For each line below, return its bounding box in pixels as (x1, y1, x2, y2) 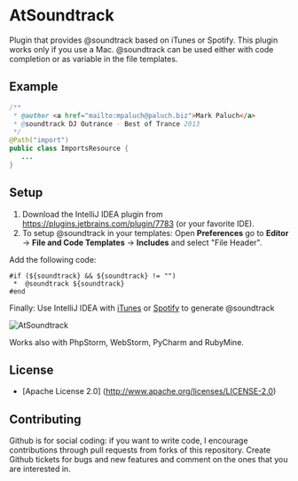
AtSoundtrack (9, 5, 115, 26)
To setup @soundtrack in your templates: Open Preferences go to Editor (21, 227, 289, 238)
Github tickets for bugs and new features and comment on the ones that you (9, 454, 288, 465)
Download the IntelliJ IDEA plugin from (21, 209, 163, 219)
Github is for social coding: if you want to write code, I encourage (9, 436, 248, 446)
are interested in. (9, 463, 71, 475)
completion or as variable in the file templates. (9, 53, 178, 64)
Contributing (9, 412, 82, 427)
